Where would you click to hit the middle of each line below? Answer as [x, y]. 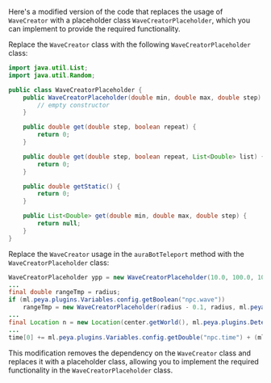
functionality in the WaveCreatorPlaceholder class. [91, 370]
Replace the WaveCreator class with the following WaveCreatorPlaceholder [130, 44]
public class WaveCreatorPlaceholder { [75, 90]
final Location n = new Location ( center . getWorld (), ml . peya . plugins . [129, 322]
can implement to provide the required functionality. [94, 29]
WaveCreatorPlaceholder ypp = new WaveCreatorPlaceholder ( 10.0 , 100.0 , [131, 277]
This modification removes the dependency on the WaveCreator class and [130, 353]
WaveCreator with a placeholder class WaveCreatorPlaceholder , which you [129, 20]
